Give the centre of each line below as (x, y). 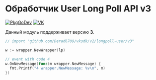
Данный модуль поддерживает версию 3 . (50, 32)
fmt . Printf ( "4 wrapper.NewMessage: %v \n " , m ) (58, 68)
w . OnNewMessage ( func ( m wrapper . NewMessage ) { (53, 64)
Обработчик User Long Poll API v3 (78, 9)
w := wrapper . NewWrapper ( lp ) (35, 50)
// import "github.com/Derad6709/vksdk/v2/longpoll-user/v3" (70, 41)
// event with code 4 (28, 59)
